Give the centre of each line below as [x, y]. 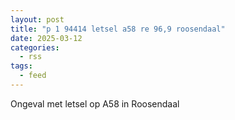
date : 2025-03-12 [46, 38]
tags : [21, 66]
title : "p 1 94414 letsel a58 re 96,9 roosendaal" [118, 29]
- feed [33, 76]
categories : [35, 47]
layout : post [37, 19]
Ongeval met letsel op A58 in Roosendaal [95, 103]
